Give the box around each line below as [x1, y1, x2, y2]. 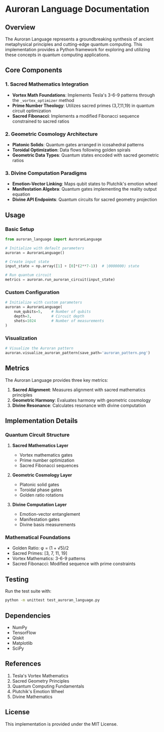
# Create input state [5, 259, 50, 264]
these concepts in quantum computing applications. [5, 52, 110, 58]
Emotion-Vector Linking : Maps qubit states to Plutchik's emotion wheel [12, 181, 158, 187]
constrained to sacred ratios [12, 118, 70, 124]
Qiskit [12, 634, 24, 641]
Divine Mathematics [12, 694, 53, 699]
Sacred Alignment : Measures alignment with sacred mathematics [12, 387, 146, 393]
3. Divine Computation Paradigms [5, 169, 87, 176]
